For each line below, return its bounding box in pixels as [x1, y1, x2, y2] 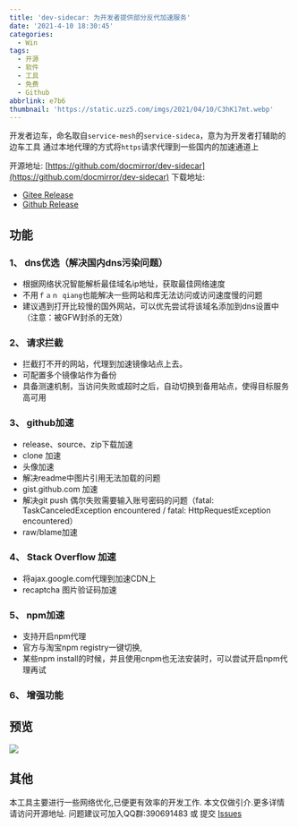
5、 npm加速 [9, 609, 65, 621]
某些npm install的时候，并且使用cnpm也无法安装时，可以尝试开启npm [21, 653, 280, 664]
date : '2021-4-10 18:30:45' [9, 21, 115, 30]
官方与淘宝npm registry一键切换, [21, 642, 143, 653]
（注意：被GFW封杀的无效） [21, 311, 128, 322]
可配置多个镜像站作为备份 [21, 370, 117, 380]
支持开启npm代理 [21, 631, 87, 642]
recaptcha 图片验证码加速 [21, 584, 118, 595]
